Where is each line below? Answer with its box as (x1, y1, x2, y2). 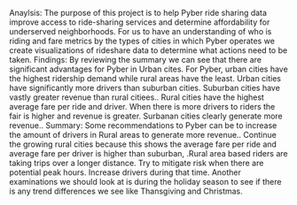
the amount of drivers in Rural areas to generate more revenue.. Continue (9, 130, 277, 140)
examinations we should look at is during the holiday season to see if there (9, 177, 282, 186)
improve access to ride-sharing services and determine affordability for (9, 17, 270, 27)
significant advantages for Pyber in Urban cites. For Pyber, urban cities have (9, 64, 288, 74)
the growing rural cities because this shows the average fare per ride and (9, 139, 277, 149)
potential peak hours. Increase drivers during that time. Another (9, 167, 242, 178)
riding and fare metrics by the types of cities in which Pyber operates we (9, 35, 275, 46)
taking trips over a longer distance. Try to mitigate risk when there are (9, 158, 264, 168)
